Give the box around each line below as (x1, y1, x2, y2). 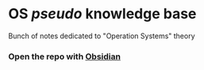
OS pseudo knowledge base (8, 5, 197, 23)
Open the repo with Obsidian (8, 51, 121, 62)
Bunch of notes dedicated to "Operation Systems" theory (8, 31, 196, 41)
